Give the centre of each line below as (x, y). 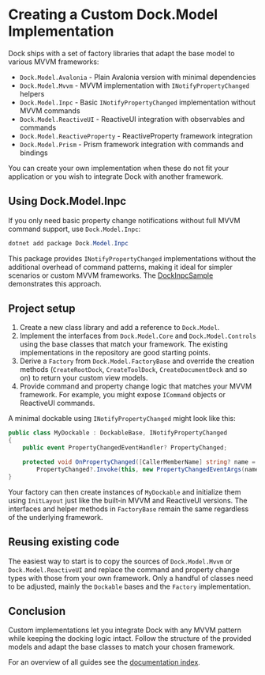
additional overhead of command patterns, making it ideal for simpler (120, 267)
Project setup (42, 309)
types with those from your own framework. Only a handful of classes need (131, 578)
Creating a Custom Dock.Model (113, 15)
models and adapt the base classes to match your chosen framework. (121, 647)
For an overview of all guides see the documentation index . (105, 662)
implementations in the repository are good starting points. (115, 353)
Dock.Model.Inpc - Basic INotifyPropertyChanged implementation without (138, 102)
